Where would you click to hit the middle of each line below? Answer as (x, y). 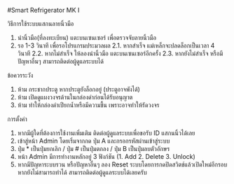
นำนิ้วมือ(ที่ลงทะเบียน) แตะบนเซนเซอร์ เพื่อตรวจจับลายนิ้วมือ (87, 37)
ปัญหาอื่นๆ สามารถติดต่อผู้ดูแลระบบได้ (60, 61)
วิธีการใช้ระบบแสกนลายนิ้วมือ (41, 23)
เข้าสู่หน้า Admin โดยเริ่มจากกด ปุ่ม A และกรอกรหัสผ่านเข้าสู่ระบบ (94, 141)
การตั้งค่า (18, 119)
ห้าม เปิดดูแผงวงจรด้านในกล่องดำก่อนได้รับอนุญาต (75, 97)
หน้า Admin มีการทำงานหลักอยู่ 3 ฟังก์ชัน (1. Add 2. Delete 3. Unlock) (106, 156)
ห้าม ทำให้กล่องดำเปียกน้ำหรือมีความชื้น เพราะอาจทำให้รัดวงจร (88, 105)
